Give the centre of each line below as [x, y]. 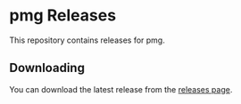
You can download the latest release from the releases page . [121, 89]
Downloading [47, 68]
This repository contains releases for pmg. [87, 40]
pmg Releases [63, 16]
